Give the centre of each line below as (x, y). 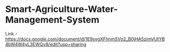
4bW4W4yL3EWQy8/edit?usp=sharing (46, 44)
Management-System (53, 20)
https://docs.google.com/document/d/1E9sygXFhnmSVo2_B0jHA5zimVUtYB (85, 39)
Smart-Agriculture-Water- (62, 9)
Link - (11, 33)
